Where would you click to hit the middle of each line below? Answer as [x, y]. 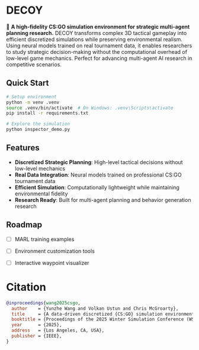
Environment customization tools [54, 251]
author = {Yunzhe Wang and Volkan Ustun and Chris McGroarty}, [95, 309]
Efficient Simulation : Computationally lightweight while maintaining [97, 187]
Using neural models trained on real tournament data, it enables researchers [99, 46]
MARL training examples [44, 239]
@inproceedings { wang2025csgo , [44, 303]
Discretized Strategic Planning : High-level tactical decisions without [99, 162]
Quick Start [28, 83]
